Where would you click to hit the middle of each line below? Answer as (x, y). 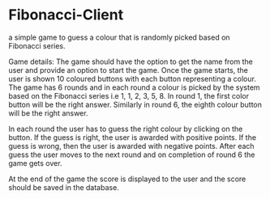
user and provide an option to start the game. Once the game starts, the (129, 70)
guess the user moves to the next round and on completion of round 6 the (132, 155)
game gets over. (35, 163)
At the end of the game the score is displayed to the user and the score (127, 179)
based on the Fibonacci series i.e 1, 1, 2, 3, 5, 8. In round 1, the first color (129, 95)
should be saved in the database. (64, 187)
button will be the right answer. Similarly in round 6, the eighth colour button (135, 104)
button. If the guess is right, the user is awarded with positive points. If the (133, 137)
